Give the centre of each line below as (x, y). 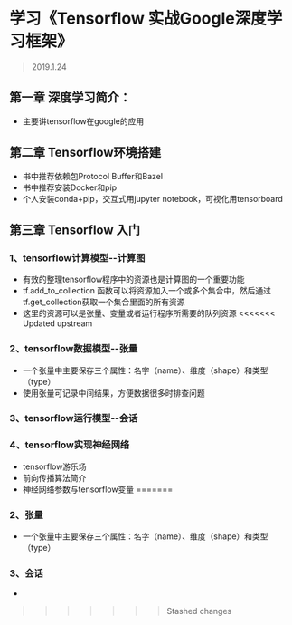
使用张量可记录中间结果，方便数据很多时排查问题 (113, 393)
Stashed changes (199, 611)
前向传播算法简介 (54, 477)
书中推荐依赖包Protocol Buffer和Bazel (93, 176)
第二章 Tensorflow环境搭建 (85, 153)
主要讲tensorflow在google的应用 (83, 121)
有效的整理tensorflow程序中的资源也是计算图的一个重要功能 (134, 279)
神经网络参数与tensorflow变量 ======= (98, 489)
